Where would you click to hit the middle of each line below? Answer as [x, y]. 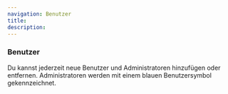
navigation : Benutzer [40, 14]
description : [27, 27]
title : [17, 21]
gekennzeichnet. [32, 83]
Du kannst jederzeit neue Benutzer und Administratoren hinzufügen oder [114, 68]
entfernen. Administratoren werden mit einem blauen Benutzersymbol [110, 75]
